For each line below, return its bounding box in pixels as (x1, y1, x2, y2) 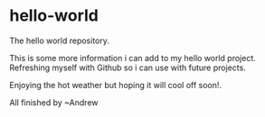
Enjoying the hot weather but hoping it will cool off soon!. (9, 79, 222, 90)
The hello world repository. (9, 35, 110, 46)
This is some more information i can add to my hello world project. (9, 52, 256, 63)
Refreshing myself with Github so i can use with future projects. (9, 62, 246, 73)
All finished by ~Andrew (9, 96, 99, 108)
